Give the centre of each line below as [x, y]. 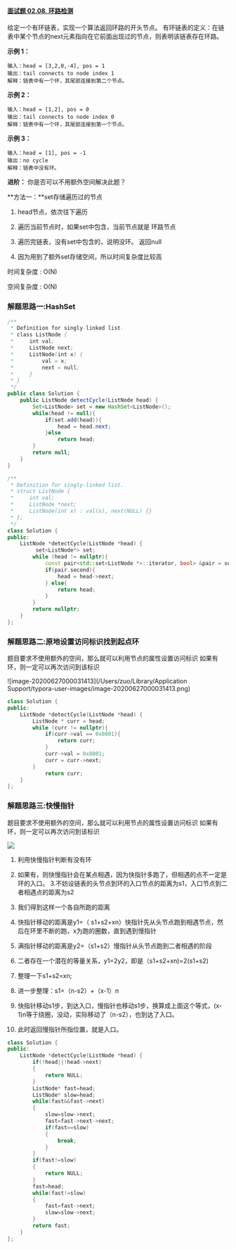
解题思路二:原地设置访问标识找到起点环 [73, 642]
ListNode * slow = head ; [64, 1095]
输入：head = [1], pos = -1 [47, 153]
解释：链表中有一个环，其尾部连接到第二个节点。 [67, 81]
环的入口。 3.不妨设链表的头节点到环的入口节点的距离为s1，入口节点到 [119, 883]
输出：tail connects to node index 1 [61, 74]
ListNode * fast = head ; [64, 1088]
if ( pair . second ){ [70, 570]
